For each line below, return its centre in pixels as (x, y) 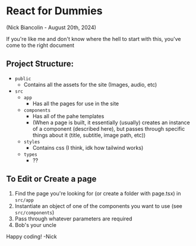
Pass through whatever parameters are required (73, 219)
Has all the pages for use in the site (76, 103)
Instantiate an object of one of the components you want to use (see (99, 206)
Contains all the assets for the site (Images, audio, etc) (90, 84)
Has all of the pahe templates (68, 116)
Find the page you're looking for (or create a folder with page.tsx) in (98, 193)
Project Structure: (40, 64)
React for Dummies (54, 11)
